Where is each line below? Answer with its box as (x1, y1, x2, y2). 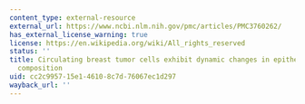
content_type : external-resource (9, 13, 136, 23)
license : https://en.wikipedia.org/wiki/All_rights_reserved (9, 38, 246, 48)
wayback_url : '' (9, 80, 71, 90)
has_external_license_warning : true (9, 30, 148, 39)
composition (17, 64, 64, 73)
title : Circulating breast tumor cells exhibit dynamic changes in (9, 55, 271, 64)
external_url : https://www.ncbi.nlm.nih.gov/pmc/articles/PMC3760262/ (9, 22, 282, 31)
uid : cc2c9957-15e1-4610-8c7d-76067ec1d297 (9, 72, 177, 81)
